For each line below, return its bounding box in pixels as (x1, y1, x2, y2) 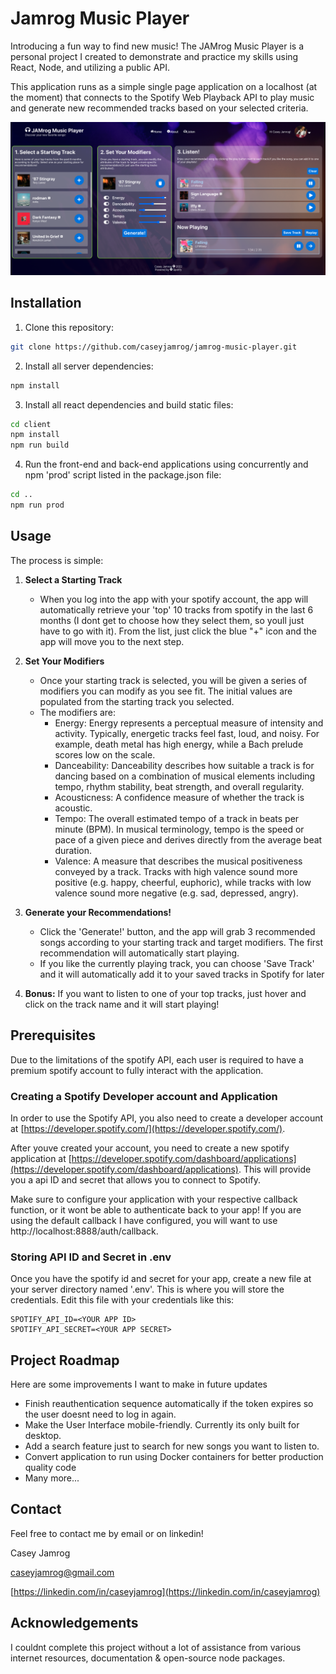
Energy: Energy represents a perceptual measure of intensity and (54, 717, 324, 729)
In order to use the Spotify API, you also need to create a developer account (10, 1112, 324, 1124)
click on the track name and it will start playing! (24, 998, 220, 1010)
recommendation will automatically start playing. (39, 947, 240, 959)
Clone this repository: (24, 321, 114, 333)
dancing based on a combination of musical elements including (54, 770, 316, 782)
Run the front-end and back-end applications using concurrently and (24, 458, 309, 471)
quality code (24, 1462, 77, 1474)
